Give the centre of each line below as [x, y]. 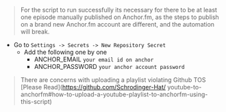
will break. [35, 31]
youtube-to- [185, 87]
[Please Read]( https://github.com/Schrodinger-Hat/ [93, 87]
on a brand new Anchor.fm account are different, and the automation [117, 24]
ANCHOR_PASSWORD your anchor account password [109, 67]
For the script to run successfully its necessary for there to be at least [119, 10]
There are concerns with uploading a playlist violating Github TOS [113, 80]
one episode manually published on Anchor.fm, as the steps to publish [120, 17]
